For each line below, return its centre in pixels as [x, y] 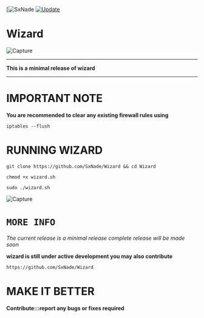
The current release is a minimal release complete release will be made [96, 238]
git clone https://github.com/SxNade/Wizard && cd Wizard [81, 166]
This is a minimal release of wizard [51, 68]
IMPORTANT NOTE [55, 99]
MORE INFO [31, 222]
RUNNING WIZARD [55, 150]
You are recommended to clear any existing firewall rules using [87, 115]
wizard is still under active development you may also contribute [90, 256]
